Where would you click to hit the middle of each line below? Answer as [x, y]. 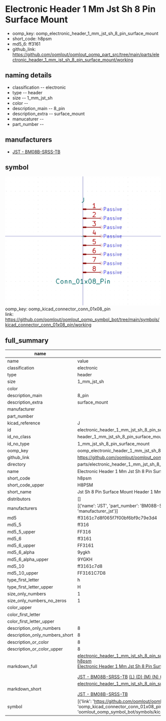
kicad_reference [24, 423]
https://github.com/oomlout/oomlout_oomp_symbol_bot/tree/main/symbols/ [82, 320]
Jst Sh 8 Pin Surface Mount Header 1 [115, 492]
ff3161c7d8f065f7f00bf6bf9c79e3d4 [117, 518]
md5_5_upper [21, 532]
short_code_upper [26, 485]
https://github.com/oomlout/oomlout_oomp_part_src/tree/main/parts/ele [86, 54]
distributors [19, 499]
